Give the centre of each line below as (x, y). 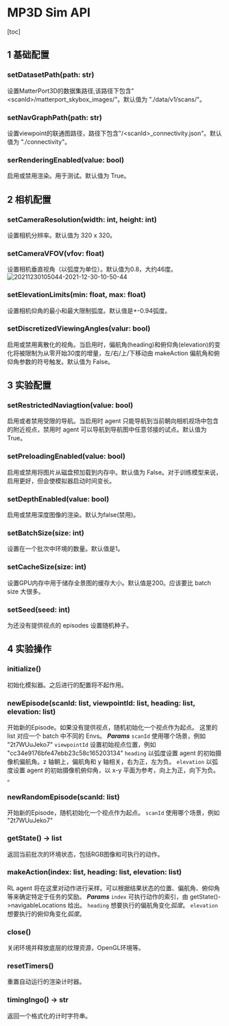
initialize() (24, 669)
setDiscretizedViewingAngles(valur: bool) (79, 329)
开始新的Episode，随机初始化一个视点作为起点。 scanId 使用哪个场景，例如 (113, 813)
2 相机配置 (29, 199)
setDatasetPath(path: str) (51, 75)
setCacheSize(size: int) (47, 567)
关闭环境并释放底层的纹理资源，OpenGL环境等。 (76, 948)
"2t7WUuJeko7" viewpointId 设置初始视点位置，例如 (82, 744)
